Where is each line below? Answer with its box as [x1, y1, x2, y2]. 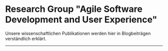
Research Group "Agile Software [5, 3, 142, 15]
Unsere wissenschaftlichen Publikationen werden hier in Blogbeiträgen [5, 30, 151, 36]
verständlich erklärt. [5, 36, 46, 42]
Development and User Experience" [5, 14, 157, 25]
